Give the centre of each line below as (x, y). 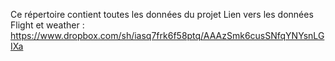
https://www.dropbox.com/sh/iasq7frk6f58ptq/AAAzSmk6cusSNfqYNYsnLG (167, 35)
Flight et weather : (47, 25)
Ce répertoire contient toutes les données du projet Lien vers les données (162, 14)
